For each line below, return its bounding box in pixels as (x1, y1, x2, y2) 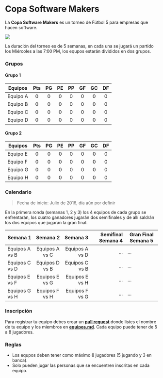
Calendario (5, 189, 32, 196)
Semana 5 (130, 237, 154, 244)
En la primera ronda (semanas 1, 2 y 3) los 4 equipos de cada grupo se (5, 209, 147, 215)
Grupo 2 (5, 130, 22, 136)
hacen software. (5, 24, 38, 30)
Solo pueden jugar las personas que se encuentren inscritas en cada (12, 362, 150, 368)
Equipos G (7, 287, 31, 294)
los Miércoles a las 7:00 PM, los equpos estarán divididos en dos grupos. (5, 48, 151, 54)
